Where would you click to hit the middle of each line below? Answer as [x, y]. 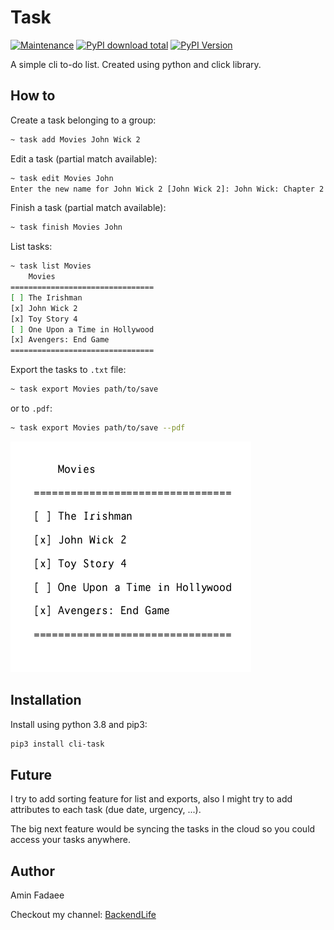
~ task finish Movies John [66, 227]
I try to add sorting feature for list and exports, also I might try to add [151, 799]
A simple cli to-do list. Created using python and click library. [136, 64]
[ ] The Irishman [46, 297]
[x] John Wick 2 [44, 308]
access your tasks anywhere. [71, 840]
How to [33, 96]
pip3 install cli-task [57, 744]
